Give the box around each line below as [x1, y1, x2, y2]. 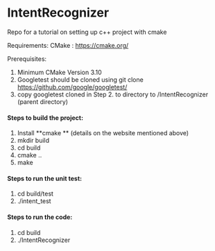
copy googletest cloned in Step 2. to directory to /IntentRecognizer [17, 90, 209, 98]
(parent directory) [17, 97, 68, 105]
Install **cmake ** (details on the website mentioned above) [17, 129, 189, 137]
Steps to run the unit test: [7, 174, 82, 182]
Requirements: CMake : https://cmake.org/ [7, 41, 129, 49]
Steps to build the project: [7, 113, 84, 122]
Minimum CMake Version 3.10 [17, 68, 102, 76]
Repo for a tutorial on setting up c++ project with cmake [7, 28, 167, 36]
